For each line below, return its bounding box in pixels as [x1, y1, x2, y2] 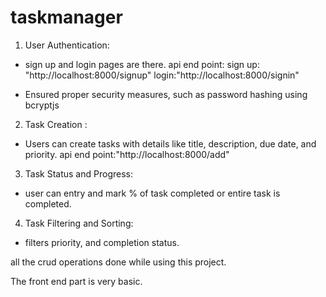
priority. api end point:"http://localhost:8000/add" [24, 148, 230, 160]
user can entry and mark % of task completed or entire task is [24, 187, 281, 199]
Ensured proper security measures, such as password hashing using [24, 88, 308, 100]
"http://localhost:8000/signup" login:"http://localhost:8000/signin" [24, 69, 300, 81]
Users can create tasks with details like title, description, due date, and [24, 137, 317, 150]
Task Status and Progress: [24, 167, 133, 180]
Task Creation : [24, 118, 88, 130]
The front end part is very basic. [10, 275, 143, 287]
